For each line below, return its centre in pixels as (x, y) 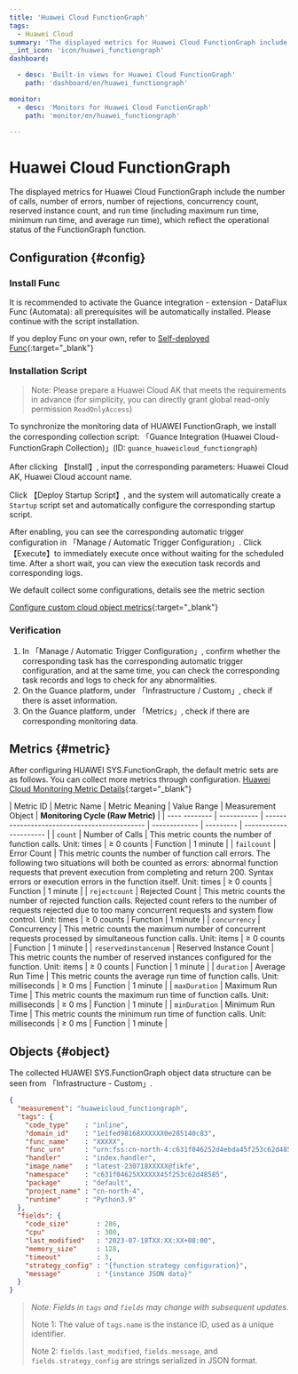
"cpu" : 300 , (73, 1233)
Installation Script (48, 371)
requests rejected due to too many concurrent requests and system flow (141, 910)
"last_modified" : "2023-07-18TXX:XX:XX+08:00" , (121, 1241)
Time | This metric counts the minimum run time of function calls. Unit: (138, 1014)
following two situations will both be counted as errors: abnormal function (144, 863)
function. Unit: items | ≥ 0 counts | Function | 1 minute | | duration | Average (147, 967)
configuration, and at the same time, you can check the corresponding (151, 670)
